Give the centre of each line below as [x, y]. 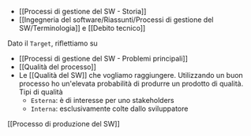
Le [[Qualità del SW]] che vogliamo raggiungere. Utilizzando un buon [131, 75]
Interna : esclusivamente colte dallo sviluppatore [109, 108]
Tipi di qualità [41, 92]
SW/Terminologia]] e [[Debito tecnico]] [82, 28]
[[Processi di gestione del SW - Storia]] [82, 11]
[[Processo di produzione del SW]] [64, 124]
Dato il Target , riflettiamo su [52, 43]
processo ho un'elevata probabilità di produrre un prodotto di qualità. [131, 83]
